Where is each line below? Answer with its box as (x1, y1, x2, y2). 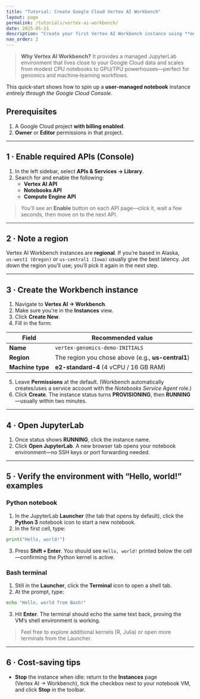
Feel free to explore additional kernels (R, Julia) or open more (20, 628, 171, 635)
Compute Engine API (23, 193, 76, 200)
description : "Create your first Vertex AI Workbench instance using (6, 31, 183, 37)
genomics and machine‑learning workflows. (20, 72, 129, 79)
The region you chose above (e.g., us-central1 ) (55, 354, 190, 362)
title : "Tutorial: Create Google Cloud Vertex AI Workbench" (6, 8, 161, 15)
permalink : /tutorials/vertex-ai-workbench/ (6, 20, 118, 26)
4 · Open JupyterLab (6, 420, 85, 430)
